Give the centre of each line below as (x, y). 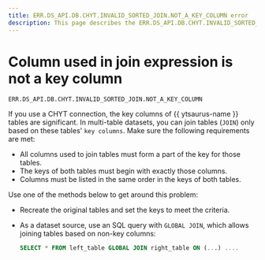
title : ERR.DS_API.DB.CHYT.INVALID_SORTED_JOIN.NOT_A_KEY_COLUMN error (128, 15)
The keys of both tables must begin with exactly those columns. (123, 171)
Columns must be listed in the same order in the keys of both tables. (131, 180)
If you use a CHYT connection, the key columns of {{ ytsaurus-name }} (123, 114)
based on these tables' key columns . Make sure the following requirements (129, 131)
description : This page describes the (72, 23)
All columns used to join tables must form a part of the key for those (130, 154)
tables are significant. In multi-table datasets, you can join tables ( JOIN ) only (131, 122)
